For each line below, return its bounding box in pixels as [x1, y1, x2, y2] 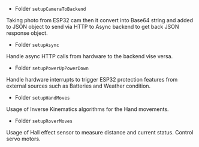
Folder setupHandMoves [14, 94, 70, 101]
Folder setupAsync [14, 41, 59, 48]
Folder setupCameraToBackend [14, 5, 86, 12]
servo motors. [6, 135, 41, 142]
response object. [6, 29, 48, 37]
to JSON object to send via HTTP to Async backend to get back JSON [6, 23, 179, 30]
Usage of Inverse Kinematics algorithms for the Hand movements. [6, 106, 169, 113]
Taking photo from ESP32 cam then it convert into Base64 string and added [6, 17, 194, 23]
